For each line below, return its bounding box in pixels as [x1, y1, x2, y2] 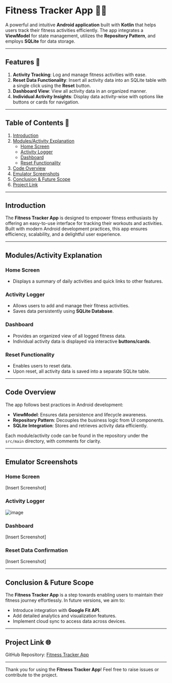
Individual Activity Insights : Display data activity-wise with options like [12, 93, 164, 99]
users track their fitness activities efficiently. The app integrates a [5, 27, 143, 33]
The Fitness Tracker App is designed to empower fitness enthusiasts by [5, 215, 158, 221]
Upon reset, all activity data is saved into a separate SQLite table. [12, 368, 150, 374]
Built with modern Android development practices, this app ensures [5, 226, 147, 232]
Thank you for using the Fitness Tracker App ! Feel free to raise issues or [5, 666, 159, 672]
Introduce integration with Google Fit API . [12, 607, 101, 614]
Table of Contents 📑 [5, 118, 70, 128]
